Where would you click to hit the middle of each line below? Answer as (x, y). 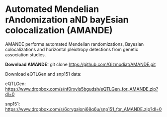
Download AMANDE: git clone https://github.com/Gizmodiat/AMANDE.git (81, 64)
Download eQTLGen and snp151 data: (43, 74)
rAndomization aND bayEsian (67, 20)
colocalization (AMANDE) (59, 30)
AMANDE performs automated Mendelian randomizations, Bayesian (75, 44)
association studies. (26, 55)
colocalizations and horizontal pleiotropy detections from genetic (72, 49)
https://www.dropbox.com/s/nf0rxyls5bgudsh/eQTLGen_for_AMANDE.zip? (82, 89)
